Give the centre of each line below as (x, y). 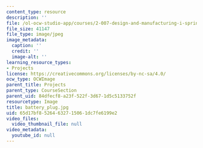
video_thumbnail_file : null (47, 124)
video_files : (23, 118)
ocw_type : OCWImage (31, 79)
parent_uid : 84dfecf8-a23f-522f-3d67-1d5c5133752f (71, 96)
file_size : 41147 (28, 29)
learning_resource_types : (39, 62)
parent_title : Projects (36, 85)
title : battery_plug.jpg (37, 107)
